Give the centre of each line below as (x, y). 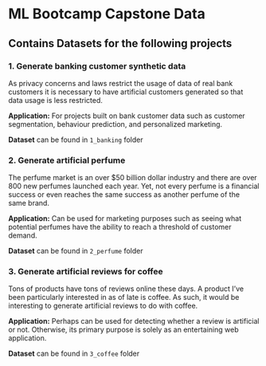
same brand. (29, 203)
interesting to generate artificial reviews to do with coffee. (103, 306)
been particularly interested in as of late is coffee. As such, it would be (124, 297)
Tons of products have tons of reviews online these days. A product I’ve (126, 289)
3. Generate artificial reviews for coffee (86, 272)
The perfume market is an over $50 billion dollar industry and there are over (133, 178)
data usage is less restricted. (56, 100)
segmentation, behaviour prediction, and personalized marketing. (115, 124)
